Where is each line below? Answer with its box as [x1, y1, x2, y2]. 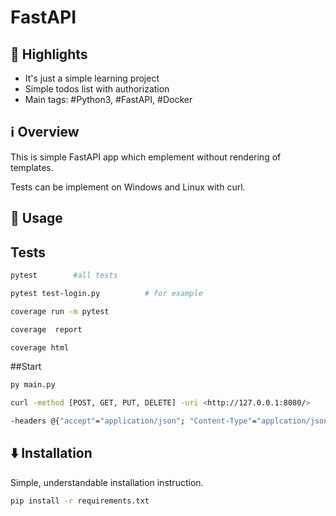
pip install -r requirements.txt [10, 496, 150, 506]
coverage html [10, 342, 70, 353]
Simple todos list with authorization [24, 83, 170, 95]
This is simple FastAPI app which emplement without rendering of [10, 151, 282, 163]
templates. [10, 161, 54, 173]
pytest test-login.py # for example [10, 288, 203, 298]
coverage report [10, 324, 83, 335]
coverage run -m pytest [10, 306, 110, 316]
